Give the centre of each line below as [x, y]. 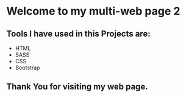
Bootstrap [27, 68]
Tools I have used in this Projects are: [78, 34]
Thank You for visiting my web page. [77, 87]
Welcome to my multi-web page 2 [93, 11]
